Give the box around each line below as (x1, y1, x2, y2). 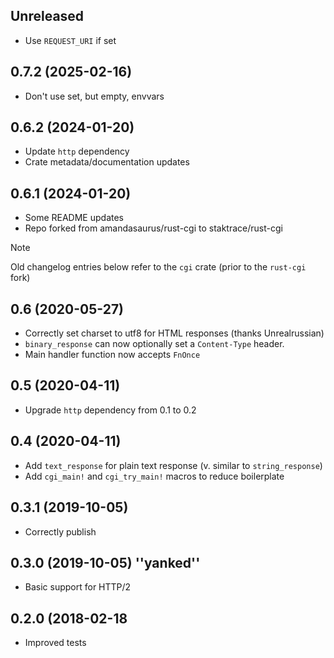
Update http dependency (24, 145, 130, 158)
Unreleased (10, 8, 85, 25)
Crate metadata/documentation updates (24, 156, 190, 168)
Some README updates (24, 212, 125, 224)
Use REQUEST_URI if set (24, 34, 117, 46)
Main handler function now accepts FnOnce (24, 349, 201, 361)
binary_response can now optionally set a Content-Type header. (24, 338, 285, 350)
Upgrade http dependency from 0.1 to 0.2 (24, 404, 197, 416)
